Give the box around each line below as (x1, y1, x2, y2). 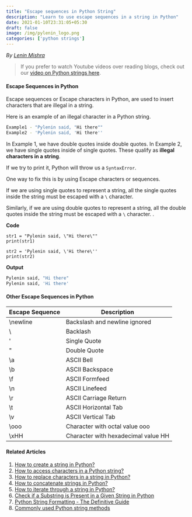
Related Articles (6, 448, 46, 455)
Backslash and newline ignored (65, 318, 152, 326)
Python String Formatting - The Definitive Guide (14, 498, 130, 505)
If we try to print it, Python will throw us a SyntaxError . (6, 164, 137, 171)
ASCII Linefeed (65, 384, 107, 392)
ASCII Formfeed (65, 374, 110, 383)
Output (6, 263, 24, 270)
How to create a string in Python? (14, 461, 95, 468)
